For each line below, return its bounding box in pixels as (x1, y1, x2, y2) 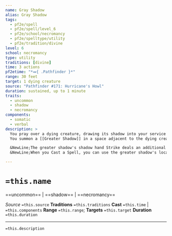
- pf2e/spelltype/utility (10, 36, 66, 41)
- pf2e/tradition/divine (10, 41, 63, 46)
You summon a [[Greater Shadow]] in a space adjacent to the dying (10, 136, 157, 141)
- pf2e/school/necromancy (10, 31, 66, 36)
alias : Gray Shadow (5, 12, 47, 17)
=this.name (5, 177, 52, 186)
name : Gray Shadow (5, 7, 45, 13)
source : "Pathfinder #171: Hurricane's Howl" (5, 83, 104, 89)
